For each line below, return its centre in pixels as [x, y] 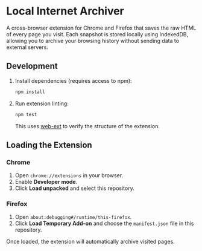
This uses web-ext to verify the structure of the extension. [87, 126]
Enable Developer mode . [46, 182]
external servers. [27, 47]
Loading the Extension [49, 145]
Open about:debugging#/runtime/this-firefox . [73, 217]
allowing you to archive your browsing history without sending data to [93, 41]
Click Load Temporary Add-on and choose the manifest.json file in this [104, 223]
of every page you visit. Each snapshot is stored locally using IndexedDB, [97, 34]
